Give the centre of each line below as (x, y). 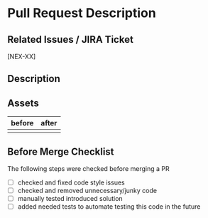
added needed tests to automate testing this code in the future (109, 207)
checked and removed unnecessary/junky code (87, 191)
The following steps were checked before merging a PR (89, 169)
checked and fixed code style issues (71, 182)
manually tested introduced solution (70, 199)
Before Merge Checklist (61, 151)
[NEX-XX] (22, 56)
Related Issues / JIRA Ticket (70, 40)
